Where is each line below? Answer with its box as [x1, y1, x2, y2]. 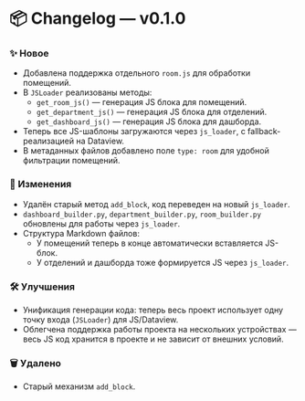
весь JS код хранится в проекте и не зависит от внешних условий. [22, 333, 285, 344]
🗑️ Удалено [9, 357, 62, 369]
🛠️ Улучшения [9, 280, 76, 293]
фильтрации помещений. [22, 155, 121, 166]
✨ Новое [9, 47, 49, 60]
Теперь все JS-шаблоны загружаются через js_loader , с [22, 126, 247, 137]
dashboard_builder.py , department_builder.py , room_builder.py [22, 208, 262, 219]
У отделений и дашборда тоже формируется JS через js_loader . [36, 257, 289, 268]
